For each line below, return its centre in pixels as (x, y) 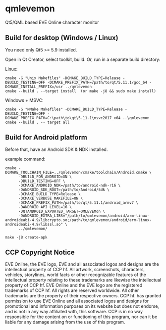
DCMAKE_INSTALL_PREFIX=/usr (34, 87)
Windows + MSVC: (24, 100)
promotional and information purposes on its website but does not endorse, (82, 306)
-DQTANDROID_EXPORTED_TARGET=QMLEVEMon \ (62, 211)
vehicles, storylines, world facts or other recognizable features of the (76, 275)
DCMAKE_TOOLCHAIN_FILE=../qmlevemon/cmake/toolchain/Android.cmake (76, 172)
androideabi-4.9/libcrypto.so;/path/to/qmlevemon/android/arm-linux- (79, 220)
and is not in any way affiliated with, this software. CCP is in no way (74, 312)
